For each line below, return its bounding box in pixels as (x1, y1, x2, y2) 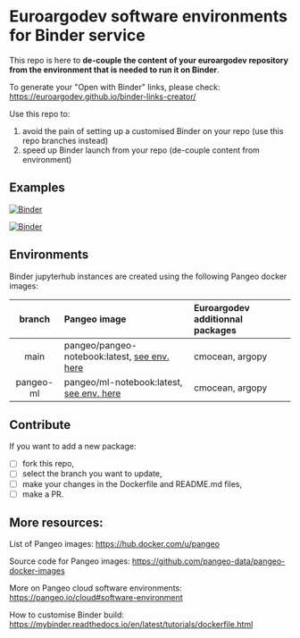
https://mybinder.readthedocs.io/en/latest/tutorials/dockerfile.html (9, 619, 254, 630)
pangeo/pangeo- (63, 339, 137, 351)
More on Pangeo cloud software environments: (9, 583, 182, 593)
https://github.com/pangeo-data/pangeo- (132, 556, 286, 567)
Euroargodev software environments (9, 6, 288, 27)
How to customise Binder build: (9, 609, 125, 620)
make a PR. (21, 489, 64, 499)
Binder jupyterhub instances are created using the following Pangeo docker (9, 271, 287, 281)
